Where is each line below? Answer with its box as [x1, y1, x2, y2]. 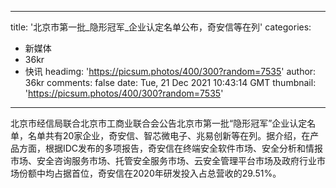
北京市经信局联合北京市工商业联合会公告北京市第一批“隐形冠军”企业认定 [10, 117, 308, 129]
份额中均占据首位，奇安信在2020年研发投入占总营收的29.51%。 [18, 167, 282, 179]
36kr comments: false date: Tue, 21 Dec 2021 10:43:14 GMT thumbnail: [24, 77, 317, 88]
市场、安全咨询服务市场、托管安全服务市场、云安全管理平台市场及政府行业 [10, 155, 317, 166]
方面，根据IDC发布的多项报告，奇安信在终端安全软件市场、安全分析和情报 [18, 142, 324, 154]
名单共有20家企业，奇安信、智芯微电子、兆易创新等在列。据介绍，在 [27, 130, 311, 141]
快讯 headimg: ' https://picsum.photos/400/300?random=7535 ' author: [24, 66, 317, 77]
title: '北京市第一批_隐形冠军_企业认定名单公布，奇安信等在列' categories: [10, 21, 312, 33]
